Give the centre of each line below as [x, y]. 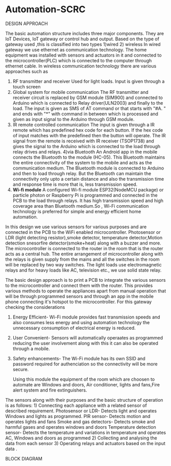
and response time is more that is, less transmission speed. [75, 184]
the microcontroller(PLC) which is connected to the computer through [79, 60]
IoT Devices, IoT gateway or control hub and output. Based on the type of [82, 39]
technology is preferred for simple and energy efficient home [77, 211]
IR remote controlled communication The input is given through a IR [83, 125]
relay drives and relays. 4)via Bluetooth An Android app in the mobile [85, 152]
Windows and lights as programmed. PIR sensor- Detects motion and [78, 416]
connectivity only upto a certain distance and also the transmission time [88, 179]
